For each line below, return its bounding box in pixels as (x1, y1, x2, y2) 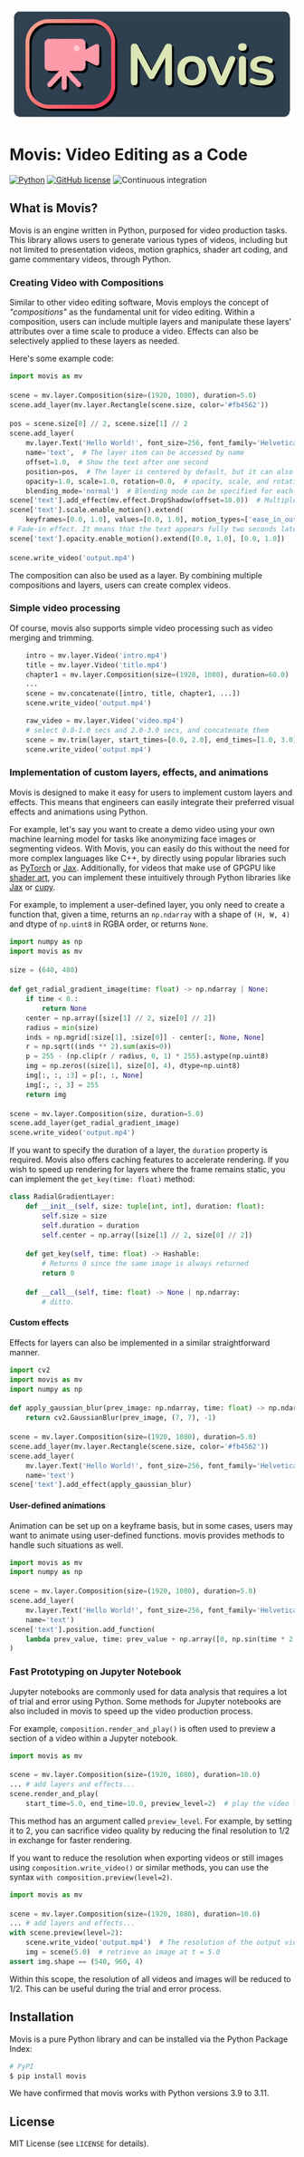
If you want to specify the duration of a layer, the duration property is (9, 1145, 269, 1156)
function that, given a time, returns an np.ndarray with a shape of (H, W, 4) (9, 908, 291, 919)
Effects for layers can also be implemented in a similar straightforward (9, 1336, 271, 1348)
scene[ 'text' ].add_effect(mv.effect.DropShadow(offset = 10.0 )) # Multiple (9, 496, 298, 505)
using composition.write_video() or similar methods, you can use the (9, 1861, 270, 1872)
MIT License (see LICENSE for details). (9, 2138, 149, 2149)
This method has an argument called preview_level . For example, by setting (9, 1815, 292, 1826)
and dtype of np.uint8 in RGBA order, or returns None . (9, 918, 209, 929)
